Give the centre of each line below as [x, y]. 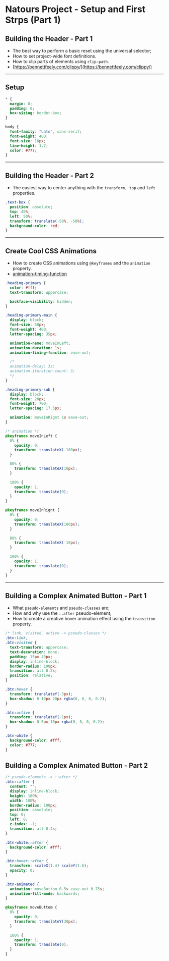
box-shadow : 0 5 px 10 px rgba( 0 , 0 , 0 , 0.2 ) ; [57, 722]
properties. [24, 193]
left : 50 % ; [21, 216]
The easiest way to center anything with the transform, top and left [84, 188]
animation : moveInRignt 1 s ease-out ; [49, 417]
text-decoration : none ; [34, 652]
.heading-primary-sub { [30, 390]
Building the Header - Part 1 [49, 39]
